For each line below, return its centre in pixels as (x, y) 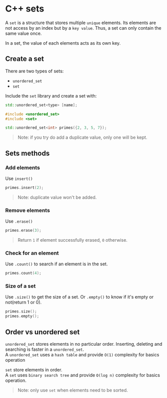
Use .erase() (19, 221)
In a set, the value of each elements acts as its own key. (63, 43)
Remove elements (28, 210)
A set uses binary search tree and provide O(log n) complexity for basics (82, 375)
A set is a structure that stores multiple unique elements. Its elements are (81, 23)
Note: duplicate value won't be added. (57, 197)
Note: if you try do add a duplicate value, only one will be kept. (82, 137)
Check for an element (32, 253)
